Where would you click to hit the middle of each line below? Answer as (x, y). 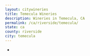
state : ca (15, 27)
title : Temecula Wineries (31, 14)
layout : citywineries (27, 9)
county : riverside (23, 32)
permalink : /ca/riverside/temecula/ (42, 23)
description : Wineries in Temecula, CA (45, 18)
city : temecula (20, 36)
